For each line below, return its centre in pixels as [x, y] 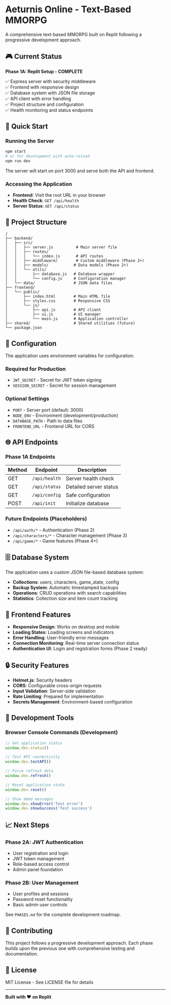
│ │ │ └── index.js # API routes [54, 256]
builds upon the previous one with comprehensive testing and [70, 948]
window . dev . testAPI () [28, 762]
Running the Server [30, 141]
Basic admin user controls [40, 905]
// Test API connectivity [33, 757]
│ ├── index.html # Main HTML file [58, 297]
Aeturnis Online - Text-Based [68, 9]
